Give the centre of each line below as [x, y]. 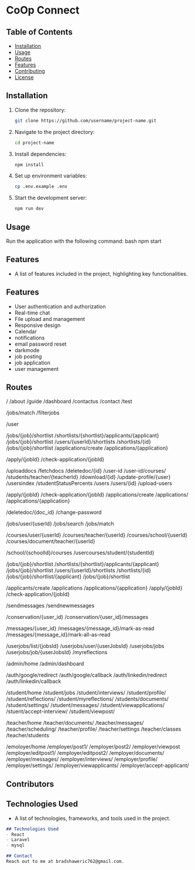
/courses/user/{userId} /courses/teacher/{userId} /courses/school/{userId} [97, 535]
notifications [30, 337]
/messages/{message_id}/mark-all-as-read [58, 635]
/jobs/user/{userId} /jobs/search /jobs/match [60, 524]
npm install [29, 165]
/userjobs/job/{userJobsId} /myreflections [57, 652]
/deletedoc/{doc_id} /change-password [54, 513]
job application [32, 363]
